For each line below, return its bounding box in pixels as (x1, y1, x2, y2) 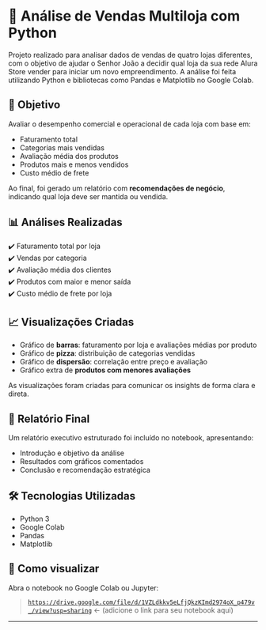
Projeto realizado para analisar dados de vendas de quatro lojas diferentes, (8, 50, 253, 59)
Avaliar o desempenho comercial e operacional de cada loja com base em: (8, 119, 251, 129)
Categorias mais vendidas (19, 142, 105, 153)
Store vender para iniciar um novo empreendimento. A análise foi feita (8, 66, 237, 76)
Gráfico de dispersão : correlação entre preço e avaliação (19, 357, 208, 367)
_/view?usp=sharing (27, 606, 93, 615)
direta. (8, 389, 29, 398)
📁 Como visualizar (8, 562, 100, 575)
